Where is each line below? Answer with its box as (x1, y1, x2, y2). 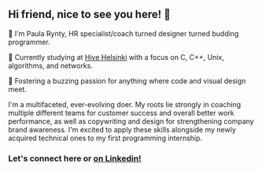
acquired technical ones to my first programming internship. (8, 133, 203, 143)
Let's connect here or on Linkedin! (8, 153, 142, 164)
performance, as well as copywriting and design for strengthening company (8, 116, 254, 126)
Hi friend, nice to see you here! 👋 (8, 8, 172, 21)
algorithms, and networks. (8, 61, 93, 70)
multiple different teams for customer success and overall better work (8, 108, 234, 117)
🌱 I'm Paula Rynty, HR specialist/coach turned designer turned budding (8, 28, 239, 38)
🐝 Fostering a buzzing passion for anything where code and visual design (8, 76, 246, 85)
